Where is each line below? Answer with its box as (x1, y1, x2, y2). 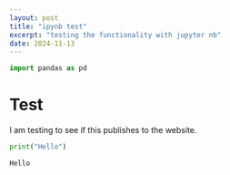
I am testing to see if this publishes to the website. (9, 125, 197, 136)
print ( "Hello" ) (9, 142, 67, 151)
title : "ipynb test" (9, 22, 88, 31)
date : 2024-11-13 (9, 38, 75, 48)
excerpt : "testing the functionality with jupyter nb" (9, 30, 222, 39)
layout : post (9, 13, 59, 23)
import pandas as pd (9, 64, 88, 73)
